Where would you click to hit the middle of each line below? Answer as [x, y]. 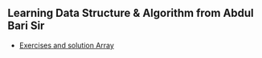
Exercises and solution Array [66, 45]
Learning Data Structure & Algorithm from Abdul [131, 13]
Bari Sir [26, 26]
